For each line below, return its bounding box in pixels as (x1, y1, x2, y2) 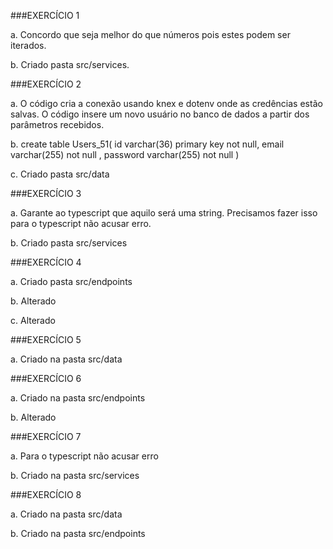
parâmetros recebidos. (10, 119, 105, 130)
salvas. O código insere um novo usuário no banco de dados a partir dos (10, 108, 310, 120)
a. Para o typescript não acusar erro (10, 450, 159, 462)
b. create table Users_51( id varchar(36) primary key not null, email (10, 138, 285, 150)
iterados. (10, 40, 47, 51)
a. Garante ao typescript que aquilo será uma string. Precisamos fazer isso (10, 207, 318, 219)
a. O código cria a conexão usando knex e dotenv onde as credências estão (10, 98, 323, 109)
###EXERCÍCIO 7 (10, 431, 82, 442)
